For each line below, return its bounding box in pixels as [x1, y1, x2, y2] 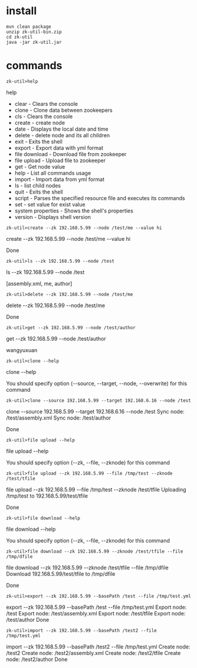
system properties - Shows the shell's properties [14, 207, 134, 214]
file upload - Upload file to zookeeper [14, 157, 106, 164]
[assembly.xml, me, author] [6, 280, 73, 287]
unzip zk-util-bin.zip [6, 28, 62, 35]
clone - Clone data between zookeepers [14, 107, 113, 114]
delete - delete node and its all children [14, 131, 110, 138]
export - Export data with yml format [14, 144, 104, 151]
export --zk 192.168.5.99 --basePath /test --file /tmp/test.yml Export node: [6, 604, 187, 611]
